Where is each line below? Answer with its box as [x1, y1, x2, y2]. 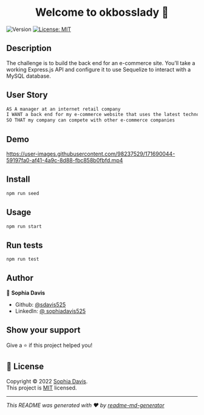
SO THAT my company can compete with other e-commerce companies [6, 117, 175, 123]
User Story [6, 90, 48, 100]
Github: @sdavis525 [15, 301, 66, 308]
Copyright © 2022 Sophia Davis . [6, 377, 88, 385]
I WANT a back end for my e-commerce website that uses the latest [6, 112, 181, 118]
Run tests [6, 240, 43, 250]
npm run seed [6, 190, 39, 196]
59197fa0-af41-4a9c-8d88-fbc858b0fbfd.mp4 [6, 157, 123, 163]
